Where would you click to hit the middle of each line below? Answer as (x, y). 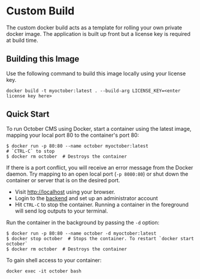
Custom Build (40, 11)
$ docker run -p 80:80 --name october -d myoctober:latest (81, 233)
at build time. (22, 40)
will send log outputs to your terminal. (61, 211)
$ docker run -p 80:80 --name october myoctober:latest (77, 146)
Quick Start (28, 114)
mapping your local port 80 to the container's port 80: (73, 135)
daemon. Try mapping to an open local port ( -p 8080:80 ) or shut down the (97, 174)
